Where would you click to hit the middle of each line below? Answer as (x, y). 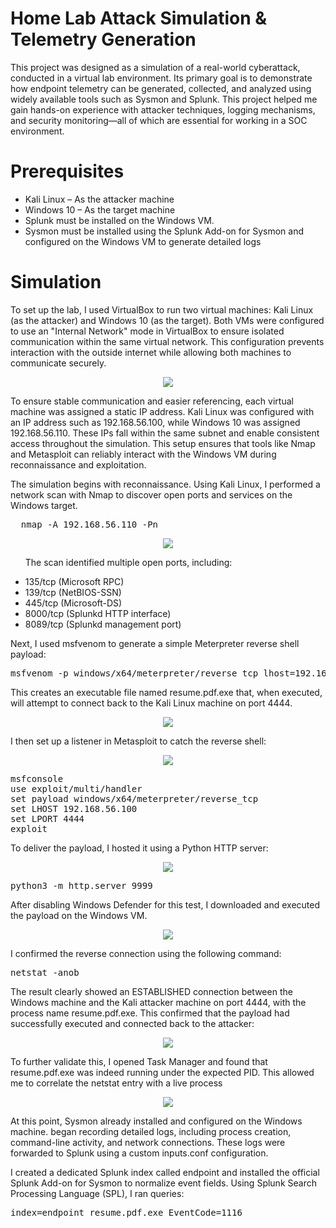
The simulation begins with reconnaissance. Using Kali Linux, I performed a (165, 484)
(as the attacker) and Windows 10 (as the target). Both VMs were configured (167, 320)
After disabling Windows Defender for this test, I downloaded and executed (165, 904)
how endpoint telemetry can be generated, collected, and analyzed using (161, 88)
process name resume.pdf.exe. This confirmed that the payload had (150, 1013)
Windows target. (44, 505)
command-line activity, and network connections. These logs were (148, 1142)
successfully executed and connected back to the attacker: (132, 1023)
